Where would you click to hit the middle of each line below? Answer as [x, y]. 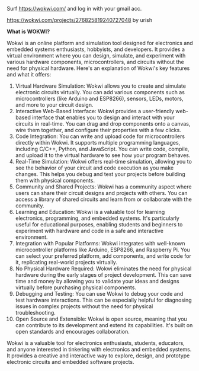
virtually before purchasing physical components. [76, 287]
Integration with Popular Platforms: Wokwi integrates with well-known [100, 243]
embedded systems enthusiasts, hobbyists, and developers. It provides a [96, 49]
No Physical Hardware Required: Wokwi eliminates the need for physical [103, 268]
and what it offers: [29, 74]
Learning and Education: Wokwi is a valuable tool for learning [90, 212]
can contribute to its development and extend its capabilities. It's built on [104, 325]
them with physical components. [55, 180]
